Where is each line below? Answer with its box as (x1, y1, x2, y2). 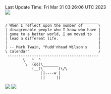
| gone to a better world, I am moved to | (5, 32, 101, 37)
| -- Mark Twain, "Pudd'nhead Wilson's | (5, 45, 101, 49)
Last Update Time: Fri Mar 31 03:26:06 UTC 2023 (5, 4, 107, 10)
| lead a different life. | (5, 36, 101, 41)
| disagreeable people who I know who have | (5, 27, 101, 32)
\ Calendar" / (5, 49, 101, 54)
